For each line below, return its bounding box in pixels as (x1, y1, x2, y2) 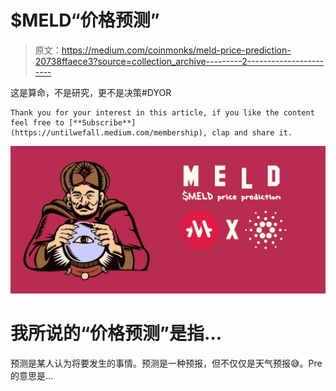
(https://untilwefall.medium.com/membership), (10, 127, 208, 138)
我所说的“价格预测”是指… (10, 322, 223, 345)
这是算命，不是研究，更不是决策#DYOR (10, 86, 172, 98)
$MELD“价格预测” (10, 9, 160, 32)
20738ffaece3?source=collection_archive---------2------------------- (34, 55, 325, 67)
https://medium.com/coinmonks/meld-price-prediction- (61, 44, 292, 56)
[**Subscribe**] (68, 117, 137, 128)
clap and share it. (211, 127, 293, 138)
